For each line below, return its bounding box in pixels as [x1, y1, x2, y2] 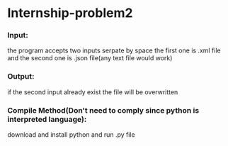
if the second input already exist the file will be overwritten [7, 87, 178, 96]
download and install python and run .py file [7, 130, 136, 139]
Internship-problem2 [7, 5, 133, 21]
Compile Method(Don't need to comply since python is [7, 105, 200, 115]
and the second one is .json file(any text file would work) [7, 54, 173, 62]
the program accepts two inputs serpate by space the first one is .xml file [7, 46, 221, 55]
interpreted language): [7, 114, 87, 124]
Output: [7, 72, 35, 82]
